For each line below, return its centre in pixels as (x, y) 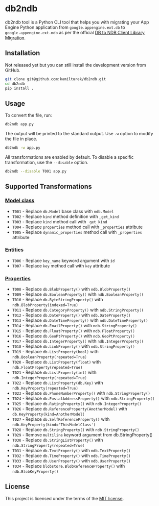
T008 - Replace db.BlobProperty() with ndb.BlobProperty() (71, 289)
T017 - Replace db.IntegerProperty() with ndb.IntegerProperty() (78, 341)
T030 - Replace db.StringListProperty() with (57, 440)
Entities (14, 250)
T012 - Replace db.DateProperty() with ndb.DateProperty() (71, 315)
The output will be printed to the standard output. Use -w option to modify (79, 134)
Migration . (15, 38)
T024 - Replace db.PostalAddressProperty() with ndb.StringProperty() (83, 398)
